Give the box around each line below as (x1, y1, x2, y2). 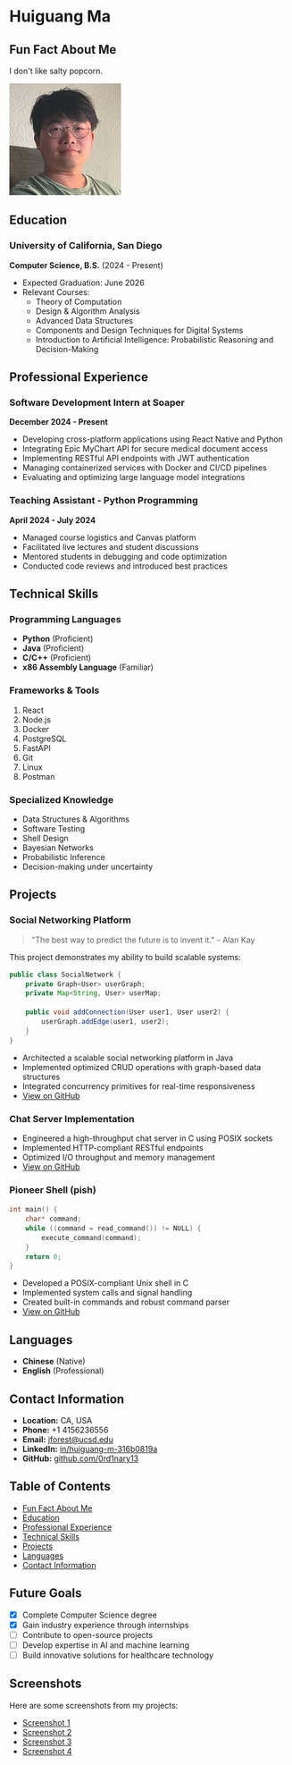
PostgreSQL (21, 733, 67, 744)
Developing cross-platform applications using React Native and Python (21, 434, 283, 444)
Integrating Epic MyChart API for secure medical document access (21, 443, 268, 454)
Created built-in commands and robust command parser (21, 1296, 230, 1307)
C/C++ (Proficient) (21, 653, 92, 663)
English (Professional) (21, 1365, 104, 1376)
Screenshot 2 (21, 1727, 72, 1737)
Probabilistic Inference (21, 851, 105, 862)
